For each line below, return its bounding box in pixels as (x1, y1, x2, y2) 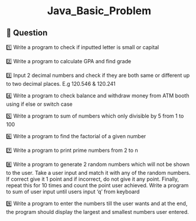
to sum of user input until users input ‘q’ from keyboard (6, 188, 140, 195)
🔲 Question (6, 28, 48, 38)
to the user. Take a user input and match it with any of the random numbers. (6, 170, 191, 176)
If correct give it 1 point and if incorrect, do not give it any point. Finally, (6, 175, 179, 183)
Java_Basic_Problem (47, 4, 152, 18)
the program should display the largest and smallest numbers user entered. (6, 209, 189, 215)
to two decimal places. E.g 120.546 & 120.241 (6, 80, 116, 87)
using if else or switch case (6, 100, 73, 108)
